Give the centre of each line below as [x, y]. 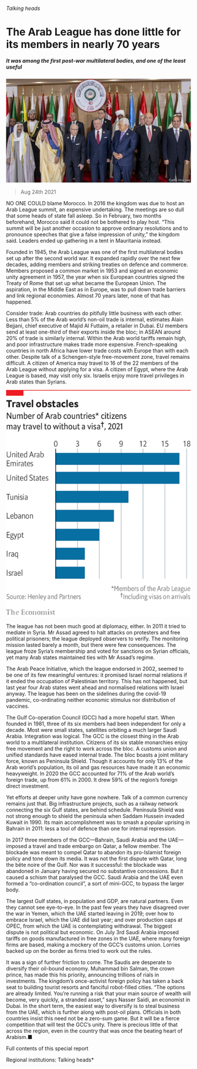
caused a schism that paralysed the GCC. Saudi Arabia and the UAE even [95, 877]
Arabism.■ [19, 1037]
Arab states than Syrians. [37, 382]
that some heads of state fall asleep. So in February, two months [84, 216]
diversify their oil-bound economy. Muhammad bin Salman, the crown [90, 968]
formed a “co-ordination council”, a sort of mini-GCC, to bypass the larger [95, 883]
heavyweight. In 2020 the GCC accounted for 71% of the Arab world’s [90, 773]
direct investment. [28, 786]
